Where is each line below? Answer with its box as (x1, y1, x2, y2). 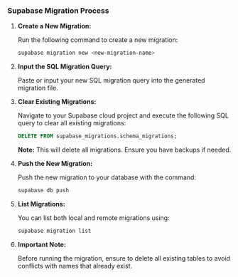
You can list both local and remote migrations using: (17, 213, 170, 222)
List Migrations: (17, 199, 65, 208)
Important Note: (17, 240, 66, 249)
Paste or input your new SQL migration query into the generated (17, 76, 205, 85)
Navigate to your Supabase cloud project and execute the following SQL (17, 111, 229, 120)
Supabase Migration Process (7, 6, 109, 16)
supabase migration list (17, 227, 92, 234)
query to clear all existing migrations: (17, 119, 126, 127)
